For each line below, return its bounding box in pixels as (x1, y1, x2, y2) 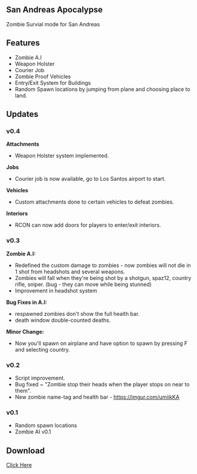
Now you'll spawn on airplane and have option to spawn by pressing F (14, 340, 188, 347)
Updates (6, 109, 39, 119)
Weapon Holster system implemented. (14, 152, 109, 159)
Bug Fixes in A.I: (6, 298, 48, 306)
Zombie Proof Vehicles (14, 73, 71, 80)
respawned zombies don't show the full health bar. (14, 310, 140, 317)
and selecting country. (14, 346, 70, 353)
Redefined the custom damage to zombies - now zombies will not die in (14, 261, 191, 269)
